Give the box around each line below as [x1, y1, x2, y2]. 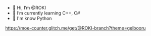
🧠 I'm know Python [12, 15, 52, 21]
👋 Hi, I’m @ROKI [12, 5, 46, 10]
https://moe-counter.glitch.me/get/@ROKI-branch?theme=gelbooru [5, 25, 146, 31]
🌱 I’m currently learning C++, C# [12, 10, 80, 16]
